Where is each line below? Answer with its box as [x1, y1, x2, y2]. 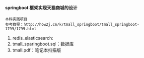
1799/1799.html [5, 26, 37, 32]
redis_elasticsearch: [12, 35, 54, 41]
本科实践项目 [5, 17, 28, 22]
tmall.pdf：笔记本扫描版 [12, 47, 61, 53]
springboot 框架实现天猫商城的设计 [5, 4, 78, 10]
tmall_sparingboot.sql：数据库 [12, 41, 74, 47]
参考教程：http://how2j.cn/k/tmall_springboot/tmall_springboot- [5, 22, 140, 27]
